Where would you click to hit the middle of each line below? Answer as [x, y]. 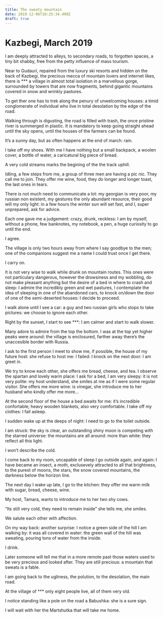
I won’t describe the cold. [30, 450]
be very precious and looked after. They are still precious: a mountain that [79, 562]
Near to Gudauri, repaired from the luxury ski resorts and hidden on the [76, 71]
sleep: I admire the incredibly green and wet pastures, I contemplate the [77, 288]
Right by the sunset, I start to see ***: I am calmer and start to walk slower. [80, 322]
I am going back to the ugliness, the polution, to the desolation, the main [77, 577]
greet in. [13, 362]
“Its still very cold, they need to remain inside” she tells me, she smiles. [76, 509]
